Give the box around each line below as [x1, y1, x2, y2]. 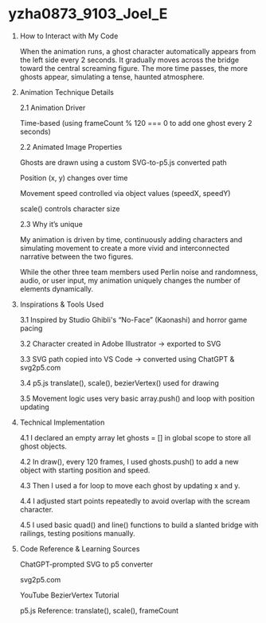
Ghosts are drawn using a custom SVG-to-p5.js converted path [19, 157, 227, 167]
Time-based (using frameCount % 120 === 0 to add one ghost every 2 [19, 118, 252, 127]
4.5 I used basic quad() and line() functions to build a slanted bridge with [19, 519, 259, 530]
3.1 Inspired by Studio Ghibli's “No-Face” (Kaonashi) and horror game [19, 315, 248, 324]
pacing [19, 323, 43, 333]
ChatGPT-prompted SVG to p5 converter [19, 559, 154, 569]
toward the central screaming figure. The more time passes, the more [19, 63, 248, 72]
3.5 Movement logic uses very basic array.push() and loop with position [19, 394, 255, 403]
